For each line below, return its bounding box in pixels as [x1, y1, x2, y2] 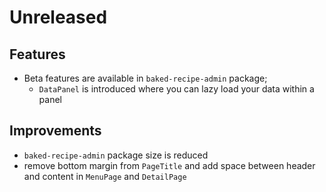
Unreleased [9, 6, 108, 29]
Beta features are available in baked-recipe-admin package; [23, 72, 268, 84]
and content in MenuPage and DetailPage [23, 170, 187, 182]
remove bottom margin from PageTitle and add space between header [23, 159, 316, 171]
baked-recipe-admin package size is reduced [23, 149, 209, 161]
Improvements [9, 122, 102, 140]
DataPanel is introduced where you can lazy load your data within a [38, 83, 315, 95]
